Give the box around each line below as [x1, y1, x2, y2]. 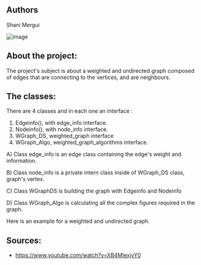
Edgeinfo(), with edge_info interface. [15, 119, 108, 127]
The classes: [6, 91, 56, 102]
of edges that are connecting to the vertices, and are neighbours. [6, 73, 171, 81]
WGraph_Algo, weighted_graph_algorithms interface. [15, 139, 148, 146]
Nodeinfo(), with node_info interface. [15, 125, 108, 133]
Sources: [6, 235, 42, 245]
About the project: [6, 51, 78, 61]
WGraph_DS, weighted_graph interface [15, 132, 114, 140]
